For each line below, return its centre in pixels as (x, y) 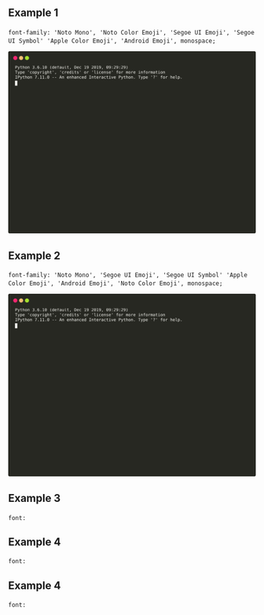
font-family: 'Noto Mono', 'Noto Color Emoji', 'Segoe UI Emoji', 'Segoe (132, 32)
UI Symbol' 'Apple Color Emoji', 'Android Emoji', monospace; (112, 41)
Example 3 (35, 498)
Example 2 (34, 256)
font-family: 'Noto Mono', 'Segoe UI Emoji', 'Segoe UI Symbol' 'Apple (128, 275)
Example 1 (33, 13)
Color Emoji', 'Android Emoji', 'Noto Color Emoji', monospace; (115, 284)
